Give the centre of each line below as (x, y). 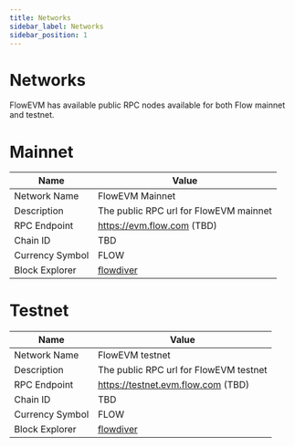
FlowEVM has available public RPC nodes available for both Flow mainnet (147, 105)
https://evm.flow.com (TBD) (157, 226)
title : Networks (40, 18)
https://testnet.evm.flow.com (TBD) (173, 385)
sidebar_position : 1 (49, 35)
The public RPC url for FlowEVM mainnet (184, 211)
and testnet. (32, 115)
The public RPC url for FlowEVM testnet (182, 370)
